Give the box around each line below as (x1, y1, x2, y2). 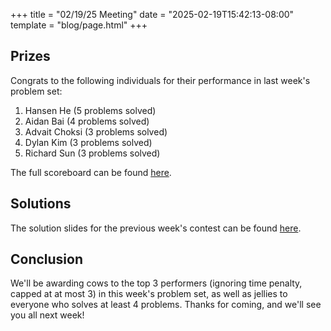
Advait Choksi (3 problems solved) (24, 125, 168, 138)
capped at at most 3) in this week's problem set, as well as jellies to (10, 288, 288, 300)
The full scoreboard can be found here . (10, 166, 172, 178)
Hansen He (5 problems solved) (24, 104, 157, 116)
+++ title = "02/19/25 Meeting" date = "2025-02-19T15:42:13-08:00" (10, 9, 295, 20)
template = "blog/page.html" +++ (10, 19, 148, 31)
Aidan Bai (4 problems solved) (24, 115, 150, 127)
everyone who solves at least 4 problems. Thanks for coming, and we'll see (10, 299, 322, 311)
